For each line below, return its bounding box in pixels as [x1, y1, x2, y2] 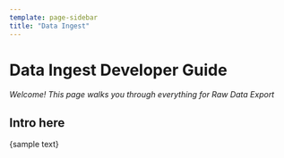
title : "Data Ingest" [9, 21, 90, 30]
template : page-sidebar [9, 12, 99, 22]
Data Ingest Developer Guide [9, 60, 228, 80]
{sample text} [9, 139, 60, 150]
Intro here [9, 115, 65, 130]
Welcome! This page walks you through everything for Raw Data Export [9, 89, 275, 100]
